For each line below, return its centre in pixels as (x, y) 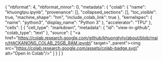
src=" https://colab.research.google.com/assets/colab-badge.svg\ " (72, 48)
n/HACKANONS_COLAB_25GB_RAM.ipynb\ (48, 43)
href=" (12, 38)
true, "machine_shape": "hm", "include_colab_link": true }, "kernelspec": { (79, 17)
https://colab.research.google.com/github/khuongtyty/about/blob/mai (88, 38)
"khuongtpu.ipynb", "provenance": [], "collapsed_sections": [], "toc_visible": (81, 12)
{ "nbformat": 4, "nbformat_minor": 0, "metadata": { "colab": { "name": (75, 7)
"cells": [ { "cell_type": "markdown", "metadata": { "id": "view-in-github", (78, 28)
